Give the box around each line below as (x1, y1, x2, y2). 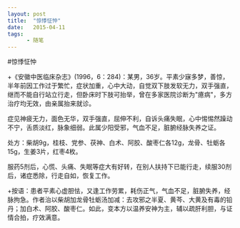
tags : (7, 30, 24, 38)
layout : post (7, 10, 46, 18)
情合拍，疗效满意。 (7, 213, 64, 222)
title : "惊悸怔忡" (7, 17, 61, 24)
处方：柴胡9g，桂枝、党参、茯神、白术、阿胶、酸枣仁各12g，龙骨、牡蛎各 (7, 138, 226, 147)
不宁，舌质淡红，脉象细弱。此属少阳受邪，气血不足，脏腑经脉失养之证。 (7, 123, 220, 132)
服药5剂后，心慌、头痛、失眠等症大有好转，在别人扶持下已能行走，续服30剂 (7, 162, 232, 171)
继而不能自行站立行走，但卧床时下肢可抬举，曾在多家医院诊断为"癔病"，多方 (7, 90, 233, 99)
